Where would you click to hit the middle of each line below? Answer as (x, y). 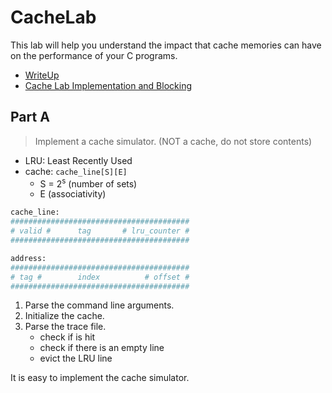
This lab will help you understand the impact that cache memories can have (166, 45)
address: (28, 258)
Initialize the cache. (64, 316)
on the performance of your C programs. (94, 55)
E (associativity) (73, 194)
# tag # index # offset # (100, 277)
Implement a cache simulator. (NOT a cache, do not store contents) (173, 141)
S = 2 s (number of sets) (88, 183)
